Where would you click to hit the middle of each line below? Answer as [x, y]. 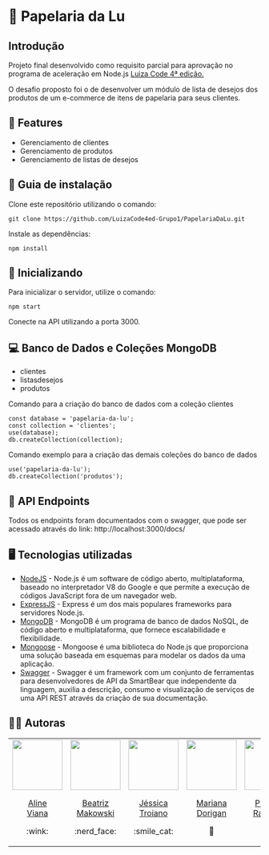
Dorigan [211, 812]
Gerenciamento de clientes [64, 142]
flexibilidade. [41, 638]
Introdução [36, 46]
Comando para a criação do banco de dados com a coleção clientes [121, 404]
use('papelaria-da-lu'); [50, 470]
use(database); [34, 433]
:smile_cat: [153, 831]
